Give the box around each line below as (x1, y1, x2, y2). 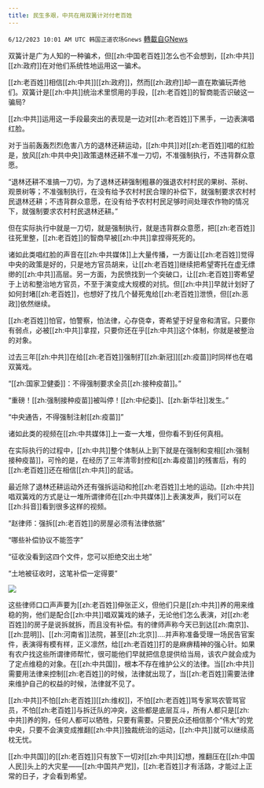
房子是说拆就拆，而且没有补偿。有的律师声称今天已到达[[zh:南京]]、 (34, 620, 254, 629)
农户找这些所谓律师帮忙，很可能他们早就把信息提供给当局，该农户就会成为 (14, 649, 256, 658)
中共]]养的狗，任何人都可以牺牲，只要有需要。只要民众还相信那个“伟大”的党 (8, 715, 254, 724)
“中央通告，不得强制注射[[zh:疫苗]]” (8, 412, 124, 421)
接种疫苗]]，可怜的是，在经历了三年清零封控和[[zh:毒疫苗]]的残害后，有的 (8, 455, 247, 464)
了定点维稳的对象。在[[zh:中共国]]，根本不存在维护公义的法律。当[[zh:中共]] (8, 659, 255, 668)
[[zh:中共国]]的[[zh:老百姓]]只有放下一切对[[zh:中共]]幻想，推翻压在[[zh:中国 (8, 751, 255, 760)
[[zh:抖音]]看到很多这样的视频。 (8, 501, 112, 511)
